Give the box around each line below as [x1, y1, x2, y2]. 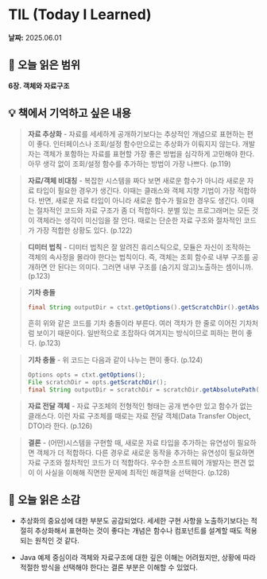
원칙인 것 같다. [34, 535, 79, 545]
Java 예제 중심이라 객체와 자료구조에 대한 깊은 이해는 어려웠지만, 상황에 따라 [19, 552, 256, 562]
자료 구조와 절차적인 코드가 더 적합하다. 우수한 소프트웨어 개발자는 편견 [27, 458, 246, 468]
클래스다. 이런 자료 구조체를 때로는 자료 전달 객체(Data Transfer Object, [27, 411, 252, 421]
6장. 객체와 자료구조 [8, 81, 70, 91]
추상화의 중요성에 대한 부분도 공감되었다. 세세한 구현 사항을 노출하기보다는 [19, 515, 250, 525]
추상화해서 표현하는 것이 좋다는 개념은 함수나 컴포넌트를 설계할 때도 [34, 526, 243, 535]
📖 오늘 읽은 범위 [8, 58, 81, 72]
